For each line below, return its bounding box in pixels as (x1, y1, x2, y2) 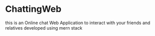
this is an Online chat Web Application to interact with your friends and (5, 20, 150, 26)
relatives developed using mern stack (5, 25, 82, 31)
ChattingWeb (5, 3, 61, 15)
